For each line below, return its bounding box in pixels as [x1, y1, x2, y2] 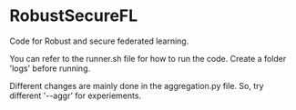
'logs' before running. [9, 63, 91, 74]
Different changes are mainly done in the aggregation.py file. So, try [9, 80, 264, 91]
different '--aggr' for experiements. [9, 90, 142, 101]
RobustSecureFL [9, 5, 138, 26]
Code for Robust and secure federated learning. [9, 35, 189, 46]
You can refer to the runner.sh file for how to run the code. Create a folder [9, 53, 287, 64]
